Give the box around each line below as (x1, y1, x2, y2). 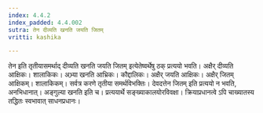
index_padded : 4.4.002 (8, 19, 82, 26)
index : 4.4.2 (8, 11, 51, 19)
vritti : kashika (8, 33, 61, 41)
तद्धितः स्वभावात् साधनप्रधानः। (8, 97, 81, 106)
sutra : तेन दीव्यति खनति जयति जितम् (8, 26, 104, 34)
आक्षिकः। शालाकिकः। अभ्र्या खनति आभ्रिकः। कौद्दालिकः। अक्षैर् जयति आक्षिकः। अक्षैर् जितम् (8, 70, 234, 79)
